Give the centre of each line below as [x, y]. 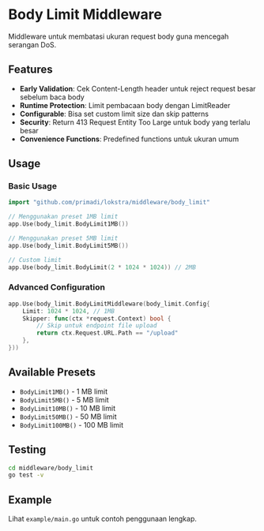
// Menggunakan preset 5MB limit [63, 238]
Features [30, 70]
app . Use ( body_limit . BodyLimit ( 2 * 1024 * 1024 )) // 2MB [102, 267]
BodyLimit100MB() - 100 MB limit [72, 424]
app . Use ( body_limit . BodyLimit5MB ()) [68, 245]
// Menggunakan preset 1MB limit [63, 217]
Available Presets [52, 372]
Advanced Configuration [57, 287]
